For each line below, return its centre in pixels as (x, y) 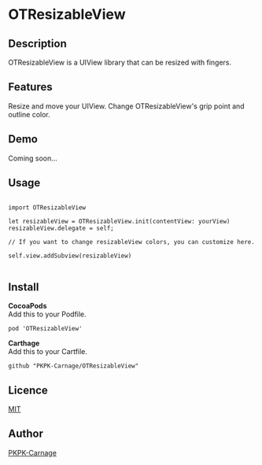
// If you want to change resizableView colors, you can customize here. (132, 242)
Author (26, 434)
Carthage (24, 343)
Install (24, 287)
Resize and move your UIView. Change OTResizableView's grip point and (127, 106)
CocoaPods (28, 306)
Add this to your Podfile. (47, 314)
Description (37, 44)
